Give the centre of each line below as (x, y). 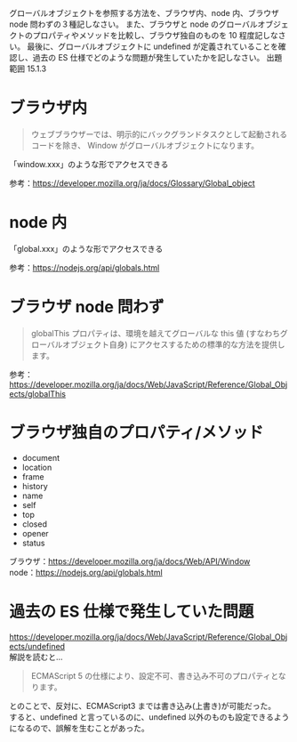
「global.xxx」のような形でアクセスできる (86, 248)
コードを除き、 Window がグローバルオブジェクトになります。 (145, 145)
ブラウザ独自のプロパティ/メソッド (136, 432)
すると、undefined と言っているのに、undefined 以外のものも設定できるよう (149, 717)
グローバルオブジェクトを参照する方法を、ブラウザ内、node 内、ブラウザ (144, 13)
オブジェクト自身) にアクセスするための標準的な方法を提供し (173, 344)
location (37, 467)
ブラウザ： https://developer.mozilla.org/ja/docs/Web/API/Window (130, 561)
